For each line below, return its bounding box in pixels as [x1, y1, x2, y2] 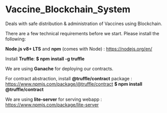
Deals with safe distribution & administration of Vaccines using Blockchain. [5, 20, 162, 27]
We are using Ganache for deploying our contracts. [5, 65, 114, 72]
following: [5, 36, 26, 42]
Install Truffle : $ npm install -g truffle [5, 55, 85, 62]
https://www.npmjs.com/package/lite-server [5, 101, 99, 108]
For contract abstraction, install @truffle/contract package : [5, 75, 132, 81]
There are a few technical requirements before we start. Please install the [5, 30, 160, 36]
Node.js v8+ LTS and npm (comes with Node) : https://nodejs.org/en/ [5, 46, 152, 52]
